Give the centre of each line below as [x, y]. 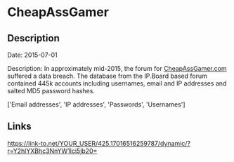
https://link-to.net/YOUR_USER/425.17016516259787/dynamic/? [99, 143]
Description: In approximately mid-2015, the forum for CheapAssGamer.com [117, 68]
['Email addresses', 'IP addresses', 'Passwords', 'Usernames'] [96, 104]
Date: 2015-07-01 [32, 55]
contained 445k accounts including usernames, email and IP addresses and [117, 83]
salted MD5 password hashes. [51, 91]
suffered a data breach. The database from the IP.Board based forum [107, 76]
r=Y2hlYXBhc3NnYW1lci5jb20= [52, 151]
